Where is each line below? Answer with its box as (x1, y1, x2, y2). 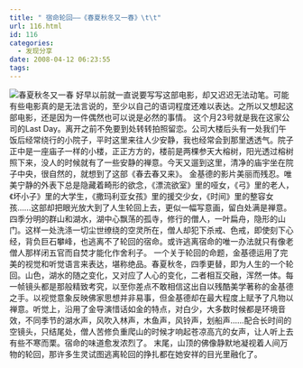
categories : (9, 38, 54, 48)
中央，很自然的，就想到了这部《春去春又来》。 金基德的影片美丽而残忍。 (16, 168, 284, 179)
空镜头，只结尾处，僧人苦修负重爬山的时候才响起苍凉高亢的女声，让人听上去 (9, 326, 294, 336)
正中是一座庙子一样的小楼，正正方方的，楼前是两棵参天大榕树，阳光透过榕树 (9, 145, 294, 156)
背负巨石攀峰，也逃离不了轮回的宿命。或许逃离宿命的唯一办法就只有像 (24, 235, 286, 246)
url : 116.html (9, 22, 63, 31)
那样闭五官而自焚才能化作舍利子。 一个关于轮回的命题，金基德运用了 (24, 247, 280, 258)
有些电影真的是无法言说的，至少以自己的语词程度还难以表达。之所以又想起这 (9, 100, 294, 111)
